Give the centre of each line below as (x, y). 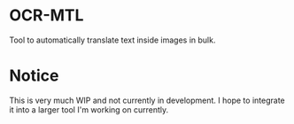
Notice (34, 76)
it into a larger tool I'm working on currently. (89, 109)
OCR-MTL (46, 15)
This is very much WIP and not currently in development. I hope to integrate (147, 100)
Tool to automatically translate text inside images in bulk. (112, 40)
